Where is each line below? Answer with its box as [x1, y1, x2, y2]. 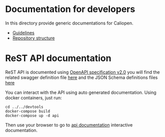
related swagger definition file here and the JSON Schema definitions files [5, 74, 158, 80]
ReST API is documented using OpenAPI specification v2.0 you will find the [5, 69, 160, 75]
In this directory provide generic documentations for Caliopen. [5, 20, 133, 26]
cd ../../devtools [5, 104, 43, 109]
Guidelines [12, 29, 35, 35]
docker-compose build [5, 108, 50, 113]
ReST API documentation [5, 52, 111, 64]
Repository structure [12, 35, 55, 41]
